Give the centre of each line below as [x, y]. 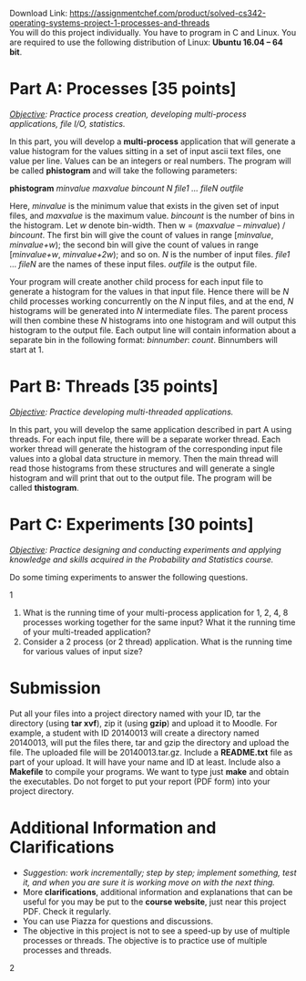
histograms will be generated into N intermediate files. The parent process [149, 310]
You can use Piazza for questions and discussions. [118, 921]
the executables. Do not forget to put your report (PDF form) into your [140, 781]
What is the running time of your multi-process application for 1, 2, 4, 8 [155, 612]
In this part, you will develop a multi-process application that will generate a [153, 141]
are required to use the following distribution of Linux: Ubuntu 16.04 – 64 [147, 42]
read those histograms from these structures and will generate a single [142, 468]
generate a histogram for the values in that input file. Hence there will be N [149, 291]
